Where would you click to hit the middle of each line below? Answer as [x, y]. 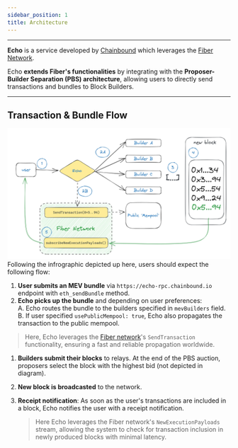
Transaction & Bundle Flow [67, 115]
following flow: [29, 272]
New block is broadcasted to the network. [80, 386]
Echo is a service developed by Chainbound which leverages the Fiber [110, 50]
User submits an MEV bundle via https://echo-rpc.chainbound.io [115, 285]
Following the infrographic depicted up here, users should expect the [108, 264]
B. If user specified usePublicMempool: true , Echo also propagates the [120, 316]
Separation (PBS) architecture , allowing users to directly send [121, 79]
